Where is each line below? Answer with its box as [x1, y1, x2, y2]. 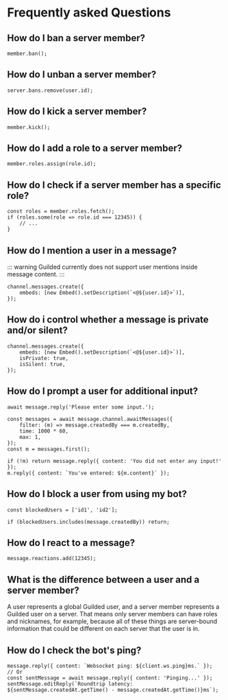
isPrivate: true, [19, 354, 69, 361]
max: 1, [19, 433, 41, 440]
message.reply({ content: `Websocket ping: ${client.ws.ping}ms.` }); [7, 662, 213, 669]
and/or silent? [7, 324, 68, 337]
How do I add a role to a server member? [7, 143, 183, 154]
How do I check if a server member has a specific [7, 179, 221, 191]
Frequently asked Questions [7, 5, 171, 21]
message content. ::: [7, 270, 65, 278]
